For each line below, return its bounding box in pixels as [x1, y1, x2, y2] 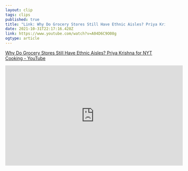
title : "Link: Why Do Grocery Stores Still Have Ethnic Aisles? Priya [5, 21, 158, 27]
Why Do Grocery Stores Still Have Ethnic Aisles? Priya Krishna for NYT [5, 49, 153, 56]
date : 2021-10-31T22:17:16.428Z [5, 26, 73, 32]
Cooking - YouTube [5, 55, 46, 61]
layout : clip [5, 7, 33, 13]
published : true [5, 17, 40, 22]
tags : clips [5, 12, 30, 17]
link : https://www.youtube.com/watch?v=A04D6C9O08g [5, 31, 117, 36]
